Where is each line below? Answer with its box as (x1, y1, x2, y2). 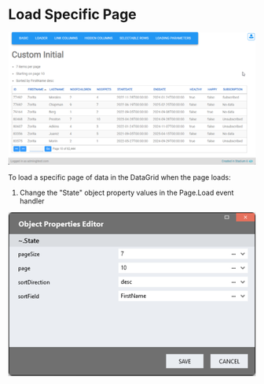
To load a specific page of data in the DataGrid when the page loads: (8, 173, 231, 182)
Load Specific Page (8, 6, 137, 24)
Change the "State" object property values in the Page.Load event (19, 188, 234, 198)
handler (19, 196, 45, 206)
